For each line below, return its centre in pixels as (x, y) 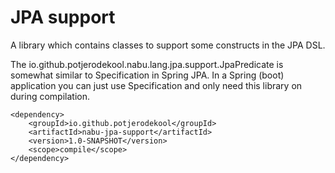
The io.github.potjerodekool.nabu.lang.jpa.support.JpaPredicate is (147, 64)
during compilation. (50, 96)
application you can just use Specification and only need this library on (156, 85)
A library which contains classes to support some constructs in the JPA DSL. (168, 45)
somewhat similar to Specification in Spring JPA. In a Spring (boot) (147, 75)
